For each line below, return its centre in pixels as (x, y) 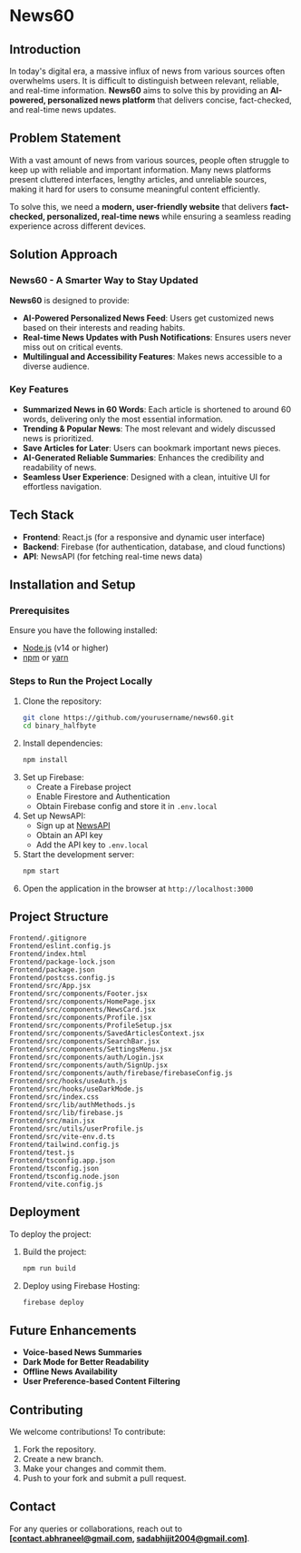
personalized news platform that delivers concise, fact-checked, (170, 100)
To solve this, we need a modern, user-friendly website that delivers (139, 206)
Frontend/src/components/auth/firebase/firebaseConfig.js (121, 1073)
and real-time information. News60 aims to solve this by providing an (139, 90)
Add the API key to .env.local (92, 845)
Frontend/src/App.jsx (50, 985)
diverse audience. (56, 366)
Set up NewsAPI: (54, 816)
